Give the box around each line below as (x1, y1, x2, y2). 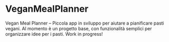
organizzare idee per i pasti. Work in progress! (5, 31, 103, 37)
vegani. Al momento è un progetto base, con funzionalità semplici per (5, 25, 152, 31)
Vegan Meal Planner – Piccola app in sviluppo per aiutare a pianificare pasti (5, 20, 164, 26)
